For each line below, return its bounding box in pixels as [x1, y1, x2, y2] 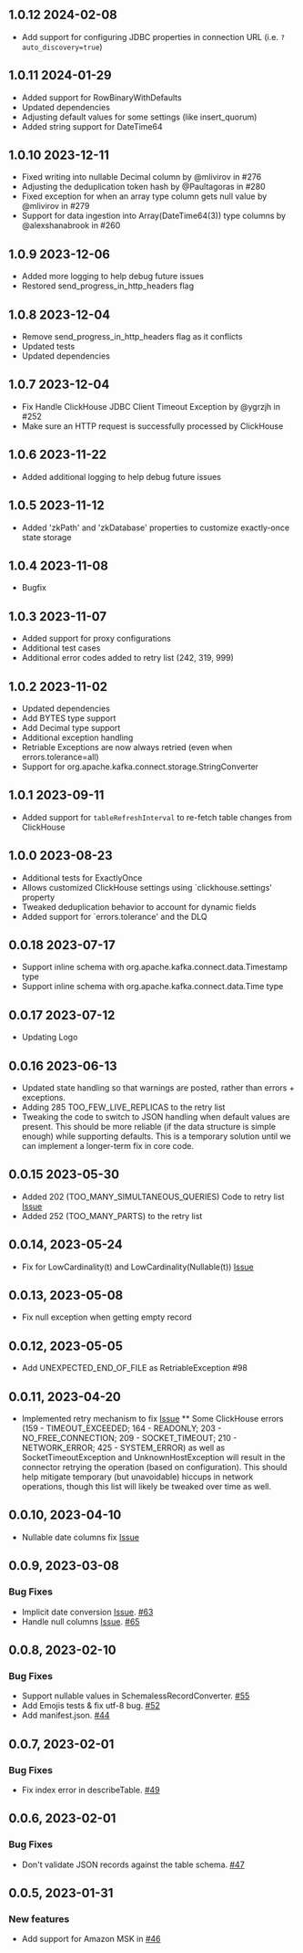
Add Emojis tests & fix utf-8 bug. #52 [21, 1700, 161, 1711]
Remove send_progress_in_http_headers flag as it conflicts [21, 331, 243, 342]
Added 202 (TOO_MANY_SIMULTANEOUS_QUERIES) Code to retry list [21, 1191, 285, 1202]
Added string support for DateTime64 [21, 120, 163, 131]
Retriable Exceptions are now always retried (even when [21, 741, 233, 752]
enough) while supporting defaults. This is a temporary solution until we [21, 1131, 292, 1142]
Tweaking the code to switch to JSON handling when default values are [21, 1112, 290, 1122]
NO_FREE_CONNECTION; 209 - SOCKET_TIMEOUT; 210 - [21, 1433, 237, 1444]
